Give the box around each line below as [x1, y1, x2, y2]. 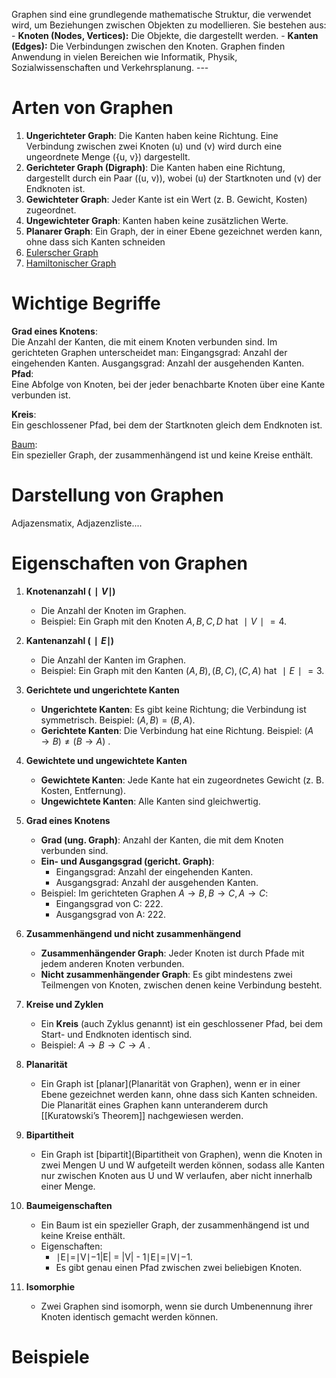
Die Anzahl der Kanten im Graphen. [40, 654, 187, 666]
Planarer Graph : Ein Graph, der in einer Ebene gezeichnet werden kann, [25, 225, 323, 237]
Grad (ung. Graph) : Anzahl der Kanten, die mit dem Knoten [40, 834, 284, 846]
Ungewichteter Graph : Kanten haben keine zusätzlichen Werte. [25, 214, 289, 226]
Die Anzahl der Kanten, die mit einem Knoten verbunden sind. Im [11, 335, 278, 348]
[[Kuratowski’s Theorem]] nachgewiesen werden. [40, 1109, 244, 1121]
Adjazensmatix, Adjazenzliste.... [11, 517, 143, 529]
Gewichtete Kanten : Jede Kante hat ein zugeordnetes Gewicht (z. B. [40, 774, 325, 786]
